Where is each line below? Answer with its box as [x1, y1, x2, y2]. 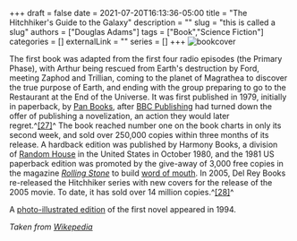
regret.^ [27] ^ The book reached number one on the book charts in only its [9, 120, 282, 131]
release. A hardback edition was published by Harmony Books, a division [9, 139, 278, 150]
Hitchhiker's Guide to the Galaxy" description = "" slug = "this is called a [9, 17, 276, 28]
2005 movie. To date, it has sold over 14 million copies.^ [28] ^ [9, 187, 234, 197]
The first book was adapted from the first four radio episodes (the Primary [9, 54, 283, 64]
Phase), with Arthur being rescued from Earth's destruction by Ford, [9, 63, 259, 73]
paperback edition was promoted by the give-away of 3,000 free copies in [9, 159, 284, 168]
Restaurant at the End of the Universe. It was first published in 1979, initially [9, 91, 287, 102]
